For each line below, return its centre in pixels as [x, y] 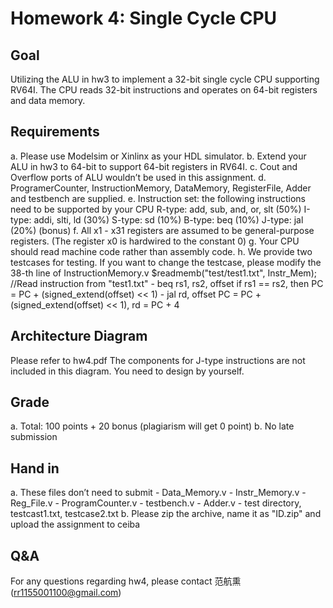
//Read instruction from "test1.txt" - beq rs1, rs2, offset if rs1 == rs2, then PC [167, 283]
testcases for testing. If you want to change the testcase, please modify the [166, 262]
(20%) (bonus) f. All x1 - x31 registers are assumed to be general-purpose [162, 230]
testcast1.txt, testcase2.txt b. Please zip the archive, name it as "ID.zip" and [166, 514]
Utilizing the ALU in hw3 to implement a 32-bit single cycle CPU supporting [165, 79]
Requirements [55, 132]
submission [34, 437]
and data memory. [48, 100]
